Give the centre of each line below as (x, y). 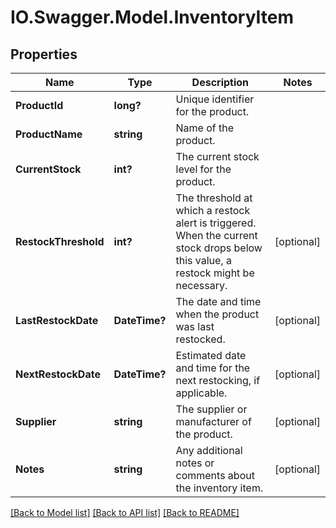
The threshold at (214, 198)
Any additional (209, 450)
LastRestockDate (57, 320)
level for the (203, 169)
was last (195, 326)
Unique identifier (215, 99)
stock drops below (219, 248)
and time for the (213, 368)
